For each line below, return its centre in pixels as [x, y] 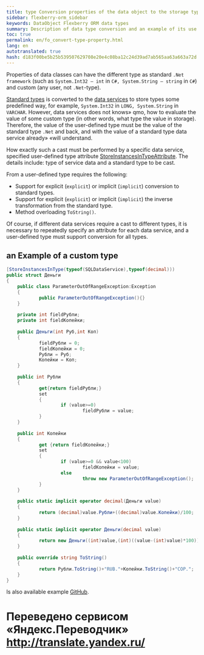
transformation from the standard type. [64, 205]
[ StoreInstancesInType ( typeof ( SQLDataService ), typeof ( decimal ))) [90, 270]
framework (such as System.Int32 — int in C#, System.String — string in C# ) [102, 81]
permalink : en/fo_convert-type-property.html [65, 40]
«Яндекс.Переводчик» [68, 629]
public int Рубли [39, 377]
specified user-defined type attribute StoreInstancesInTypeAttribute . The [97, 156]
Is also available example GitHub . [48, 592]
